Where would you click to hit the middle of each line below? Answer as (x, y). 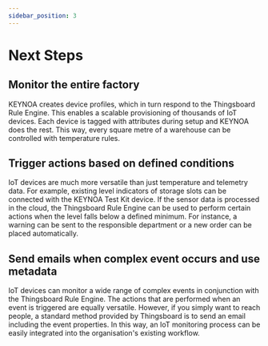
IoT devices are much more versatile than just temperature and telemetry (128, 183)
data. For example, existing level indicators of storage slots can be (117, 191)
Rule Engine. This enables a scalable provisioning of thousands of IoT (123, 112)
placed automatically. (43, 234)
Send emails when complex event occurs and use (134, 258)
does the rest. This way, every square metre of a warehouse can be (120, 130)
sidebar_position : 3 (43, 16)
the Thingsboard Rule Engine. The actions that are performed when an (124, 299)
